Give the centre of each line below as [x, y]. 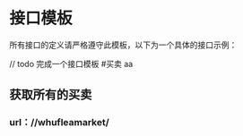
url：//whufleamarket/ [59, 123]
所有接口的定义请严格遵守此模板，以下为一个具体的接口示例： [123, 45]
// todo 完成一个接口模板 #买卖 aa [71, 64]
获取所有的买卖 [51, 95]
